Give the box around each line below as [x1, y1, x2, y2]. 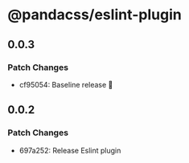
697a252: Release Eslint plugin [18, 145, 121, 155]
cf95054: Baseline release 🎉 [18, 79, 113, 89]
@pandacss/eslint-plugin [7, 6, 182, 24]
